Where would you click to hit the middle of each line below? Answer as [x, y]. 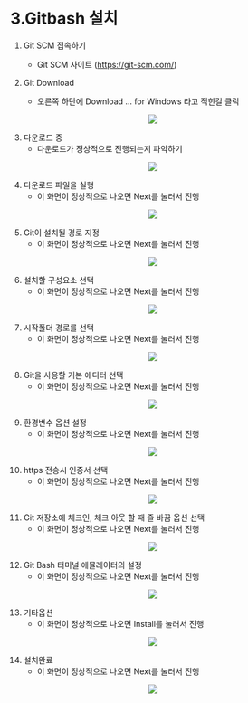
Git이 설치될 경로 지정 [62, 233]
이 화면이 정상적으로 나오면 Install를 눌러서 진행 [120, 623]
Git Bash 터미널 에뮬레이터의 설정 [83, 565]
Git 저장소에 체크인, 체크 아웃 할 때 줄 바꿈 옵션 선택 [114, 518]
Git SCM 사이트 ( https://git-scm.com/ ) [107, 64]
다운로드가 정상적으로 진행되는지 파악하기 [110, 148]
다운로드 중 [43, 138]
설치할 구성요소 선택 [58, 280]
